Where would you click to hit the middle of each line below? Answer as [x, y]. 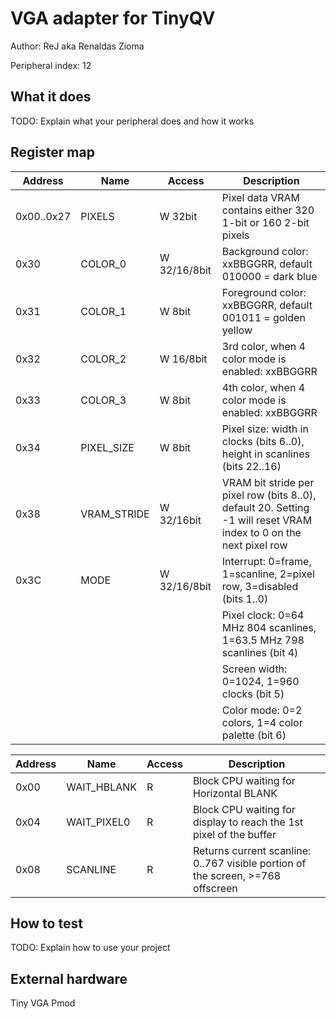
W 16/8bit [183, 359]
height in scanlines [266, 454]
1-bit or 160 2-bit [265, 222]
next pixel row [254, 545]
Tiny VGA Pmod [43, 1003]
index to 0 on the [261, 532]
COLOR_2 [103, 359]
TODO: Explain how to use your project [90, 948]
